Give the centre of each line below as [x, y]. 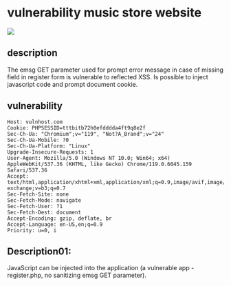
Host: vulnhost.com [35, 122]
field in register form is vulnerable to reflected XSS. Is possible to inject [108, 76]
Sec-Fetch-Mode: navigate [44, 200]
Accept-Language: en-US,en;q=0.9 [55, 224]
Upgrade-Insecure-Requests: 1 [51, 152]
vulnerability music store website [104, 13]
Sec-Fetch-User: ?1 [35, 206]
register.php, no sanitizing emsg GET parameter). [77, 275]
